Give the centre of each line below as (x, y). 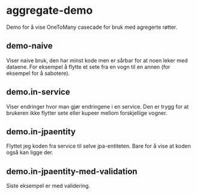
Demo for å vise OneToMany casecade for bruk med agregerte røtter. (92, 27)
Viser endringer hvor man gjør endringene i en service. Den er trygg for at (98, 106)
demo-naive (29, 46)
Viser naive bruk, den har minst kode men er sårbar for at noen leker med (97, 60)
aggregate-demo (50, 10)
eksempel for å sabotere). (38, 73)
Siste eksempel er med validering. (48, 186)
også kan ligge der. (30, 152)
